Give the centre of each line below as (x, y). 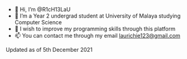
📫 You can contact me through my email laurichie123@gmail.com (97, 36)
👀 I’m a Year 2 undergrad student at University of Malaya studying (97, 16)
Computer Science (38, 22)
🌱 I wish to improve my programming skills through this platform (95, 29)
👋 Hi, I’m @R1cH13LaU (42, 9)
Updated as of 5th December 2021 (49, 50)
